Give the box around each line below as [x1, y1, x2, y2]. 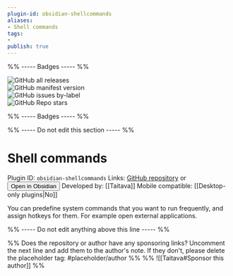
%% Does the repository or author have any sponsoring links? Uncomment [7, 239, 225, 247]
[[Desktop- [193, 181, 226, 190]
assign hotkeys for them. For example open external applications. [7, 211, 198, 220]
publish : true [7, 43, 49, 50]
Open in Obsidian [11, 182, 56, 190]
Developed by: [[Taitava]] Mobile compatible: [61, 181, 193, 190]
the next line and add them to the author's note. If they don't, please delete [7, 246, 225, 254]
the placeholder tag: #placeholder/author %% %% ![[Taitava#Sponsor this [7, 253, 225, 262]
